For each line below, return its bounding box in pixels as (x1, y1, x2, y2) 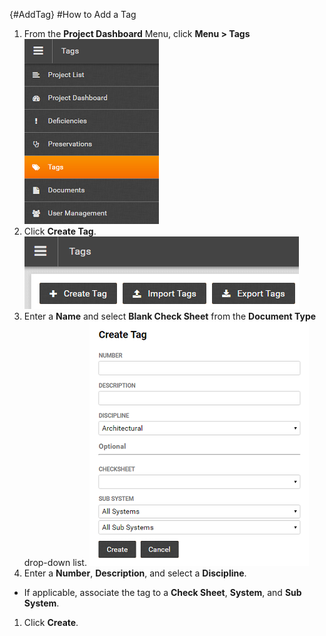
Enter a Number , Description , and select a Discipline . (23, 567, 247, 579)
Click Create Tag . (23, 225, 97, 237)
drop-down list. (23, 557, 87, 568)
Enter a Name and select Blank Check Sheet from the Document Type (23, 310, 317, 322)
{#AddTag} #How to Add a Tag (9, 9, 137, 20)
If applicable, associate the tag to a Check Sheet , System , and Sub (23, 587, 302, 598)
